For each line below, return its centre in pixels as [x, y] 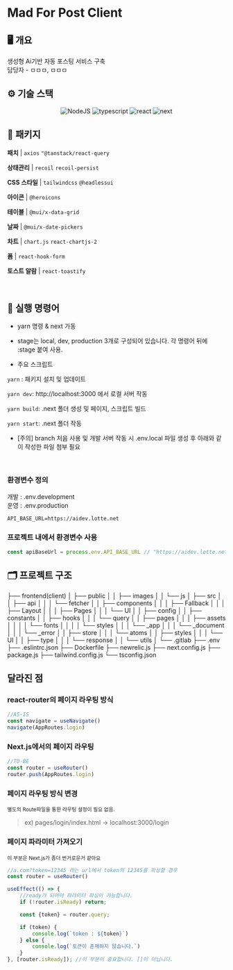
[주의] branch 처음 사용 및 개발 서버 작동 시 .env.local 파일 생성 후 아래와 [116, 438]
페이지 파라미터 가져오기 [45, 842]
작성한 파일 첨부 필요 [53, 447]
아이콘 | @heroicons [34, 197]
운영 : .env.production [38, 505]
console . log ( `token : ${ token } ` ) [80, 934]
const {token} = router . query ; [65, 914]
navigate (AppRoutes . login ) [46, 728]
